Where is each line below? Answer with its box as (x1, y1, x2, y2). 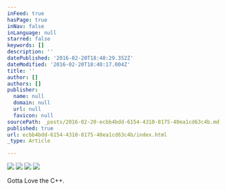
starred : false (7, 36, 51, 43)
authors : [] (7, 80, 41, 87)
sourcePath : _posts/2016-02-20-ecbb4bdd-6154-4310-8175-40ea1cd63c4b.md (7, 118, 220, 126)
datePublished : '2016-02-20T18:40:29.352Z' (7, 55, 134, 62)
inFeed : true (7, 10, 45, 17)
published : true (7, 125, 54, 132)
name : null (13, 93, 45, 100)
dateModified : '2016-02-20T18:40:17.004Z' (7, 61, 131, 68)
